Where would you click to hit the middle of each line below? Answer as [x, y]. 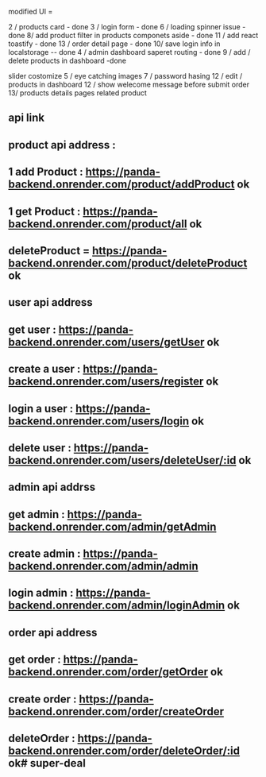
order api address [53, 632]
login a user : [41, 408]
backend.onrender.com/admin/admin [103, 566]
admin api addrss [52, 487]
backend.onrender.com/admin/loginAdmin [117, 606]
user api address [50, 302]
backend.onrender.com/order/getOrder [108, 672]
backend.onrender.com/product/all [98, 224]
